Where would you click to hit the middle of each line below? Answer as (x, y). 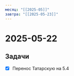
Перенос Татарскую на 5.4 (40, 68)
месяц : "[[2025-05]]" (27, 10)
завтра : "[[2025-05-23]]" (32, 14)
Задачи (17, 57)
